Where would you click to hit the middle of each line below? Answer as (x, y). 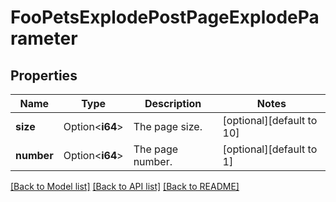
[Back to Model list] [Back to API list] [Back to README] (125, 186)
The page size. (168, 126)
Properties (44, 75)
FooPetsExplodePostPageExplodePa (165, 17)
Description (173, 103)
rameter (44, 38)
